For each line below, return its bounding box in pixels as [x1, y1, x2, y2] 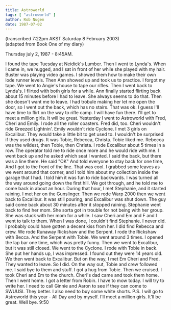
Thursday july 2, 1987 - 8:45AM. [5, 51, 73, 57]
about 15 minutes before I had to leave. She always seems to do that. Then [5, 93, 162, 99]
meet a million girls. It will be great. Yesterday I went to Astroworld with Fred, [5, 115, 166, 121]
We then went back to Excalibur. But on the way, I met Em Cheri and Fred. [5, 256, 160, 262]
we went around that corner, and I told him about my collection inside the [5, 169, 159, 175]
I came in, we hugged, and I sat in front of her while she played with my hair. [5, 66, 166, 72]
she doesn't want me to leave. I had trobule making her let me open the [5, 99, 155, 105]
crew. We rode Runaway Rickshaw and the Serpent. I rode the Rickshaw [5, 229, 157, 235]
